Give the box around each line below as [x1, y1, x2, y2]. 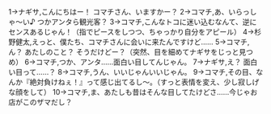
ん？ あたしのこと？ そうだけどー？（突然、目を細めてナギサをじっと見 [8, 47, 247, 56]
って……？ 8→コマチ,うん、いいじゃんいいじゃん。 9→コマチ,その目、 [22, 67, 256, 76]
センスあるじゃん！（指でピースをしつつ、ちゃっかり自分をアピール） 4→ [8, 27, 255, 36]
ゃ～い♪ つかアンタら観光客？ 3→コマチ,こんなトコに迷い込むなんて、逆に [8, 17, 257, 26]
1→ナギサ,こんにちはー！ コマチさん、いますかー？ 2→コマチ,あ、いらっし [8, 7, 257, 16]
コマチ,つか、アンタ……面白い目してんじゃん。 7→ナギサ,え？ [35, 57, 242, 67]
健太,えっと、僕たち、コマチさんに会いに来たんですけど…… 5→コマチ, [15, 37, 250, 47]
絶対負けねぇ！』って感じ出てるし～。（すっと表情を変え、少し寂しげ [29, 77, 260, 87]
